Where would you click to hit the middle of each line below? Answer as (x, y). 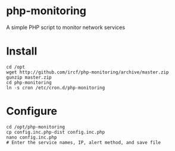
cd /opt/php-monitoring (36, 127)
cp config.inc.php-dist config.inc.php (56, 132)
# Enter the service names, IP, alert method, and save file (84, 142)
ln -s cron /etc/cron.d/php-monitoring (56, 88)
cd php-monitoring (29, 82)
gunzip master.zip (29, 77)
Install (22, 51)
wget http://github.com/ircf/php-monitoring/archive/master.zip (87, 72)
